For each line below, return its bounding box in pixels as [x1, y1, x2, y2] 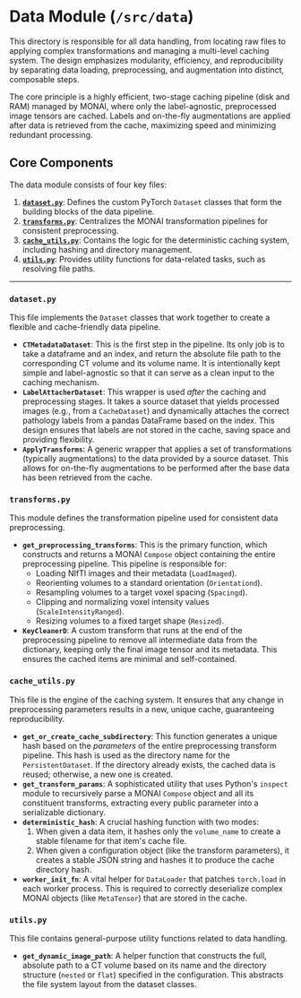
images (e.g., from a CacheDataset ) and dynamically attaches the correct [21, 406, 289, 417]
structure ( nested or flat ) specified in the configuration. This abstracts [21, 969, 284, 980]
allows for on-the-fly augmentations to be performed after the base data [21, 463, 290, 474]
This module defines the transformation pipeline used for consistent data [9, 512, 279, 523]
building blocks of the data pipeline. [21, 206, 155, 217]
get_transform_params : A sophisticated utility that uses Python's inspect [21, 778, 288, 789]
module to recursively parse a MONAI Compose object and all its [21, 787, 254, 798]
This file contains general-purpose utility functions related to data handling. [9, 933, 288, 943]
